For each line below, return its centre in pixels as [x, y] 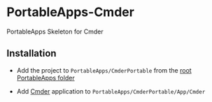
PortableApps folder [45, 78]
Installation [31, 53]
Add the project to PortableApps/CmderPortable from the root [104, 70]
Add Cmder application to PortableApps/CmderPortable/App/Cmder [111, 91]
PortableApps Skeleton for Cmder [55, 31]
